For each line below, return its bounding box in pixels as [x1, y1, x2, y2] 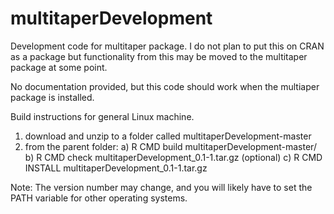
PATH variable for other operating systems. [10, 192, 188, 204]
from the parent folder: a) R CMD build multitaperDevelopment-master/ [24, 140, 317, 152]
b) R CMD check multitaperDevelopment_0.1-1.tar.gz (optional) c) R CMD [24, 151, 323, 163]
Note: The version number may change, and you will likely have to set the [10, 181, 313, 193]
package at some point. [10, 61, 108, 73]
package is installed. [10, 91, 95, 103]
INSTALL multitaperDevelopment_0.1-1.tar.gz [24, 162, 208, 174]
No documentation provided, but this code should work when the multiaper [10, 80, 320, 92]
